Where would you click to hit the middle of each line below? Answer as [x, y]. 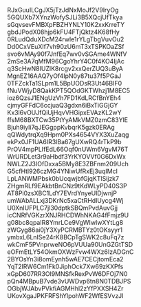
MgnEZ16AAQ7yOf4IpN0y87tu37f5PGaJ [64, 76]
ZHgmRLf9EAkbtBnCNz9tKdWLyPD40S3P [67, 186]
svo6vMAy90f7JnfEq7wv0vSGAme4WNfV [67, 54]
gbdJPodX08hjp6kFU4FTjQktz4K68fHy [64, 32]
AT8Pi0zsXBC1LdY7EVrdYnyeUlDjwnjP [62, 193]
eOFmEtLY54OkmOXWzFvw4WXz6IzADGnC [70, 252]
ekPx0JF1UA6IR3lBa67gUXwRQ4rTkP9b [64, 142]
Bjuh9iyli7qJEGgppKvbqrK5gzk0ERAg [61, 127]
